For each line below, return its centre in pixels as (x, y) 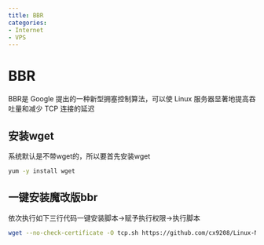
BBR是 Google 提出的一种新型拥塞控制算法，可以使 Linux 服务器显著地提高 (128, 99)
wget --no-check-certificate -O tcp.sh (73, 232)
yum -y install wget (42, 171)
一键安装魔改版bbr (53, 197)
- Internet (26, 30)
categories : (27, 23)
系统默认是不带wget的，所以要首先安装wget (79, 156)
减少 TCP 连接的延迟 (62, 109)
